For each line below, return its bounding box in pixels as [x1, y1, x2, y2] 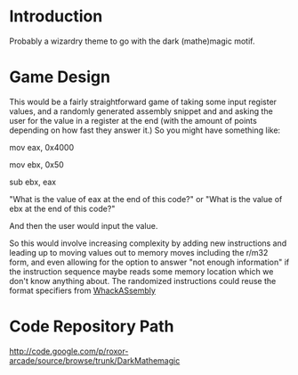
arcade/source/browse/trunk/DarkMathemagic [9, 355, 181, 366]
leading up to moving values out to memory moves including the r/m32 [9, 247, 269, 257]
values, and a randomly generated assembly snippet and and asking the [9, 105, 273, 117]
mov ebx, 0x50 [9, 159, 64, 170]
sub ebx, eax [9, 176, 57, 187]
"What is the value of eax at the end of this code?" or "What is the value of [9, 193, 283, 204]
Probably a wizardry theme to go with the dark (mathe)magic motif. [9, 36, 255, 46]
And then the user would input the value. [9, 220, 158, 231]
